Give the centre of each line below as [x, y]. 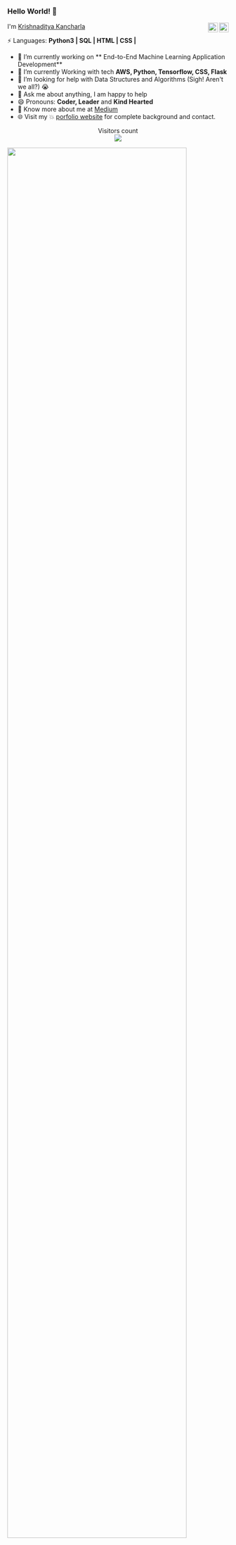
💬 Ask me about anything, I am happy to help [82, 94]
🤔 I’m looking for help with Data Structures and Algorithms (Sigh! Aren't [120, 80]
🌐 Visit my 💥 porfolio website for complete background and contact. [117, 117]
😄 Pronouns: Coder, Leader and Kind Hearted [85, 102]
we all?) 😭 [33, 87]
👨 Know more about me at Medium [67, 109]
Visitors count [118, 131]
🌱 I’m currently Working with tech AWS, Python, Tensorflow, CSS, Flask [122, 72]
